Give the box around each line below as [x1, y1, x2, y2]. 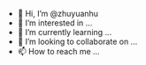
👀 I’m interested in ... [17, 18, 93, 28]
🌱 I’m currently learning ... [17, 27, 112, 37]
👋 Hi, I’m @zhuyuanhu [17, 9, 99, 18]
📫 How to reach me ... [17, 47, 100, 56]
